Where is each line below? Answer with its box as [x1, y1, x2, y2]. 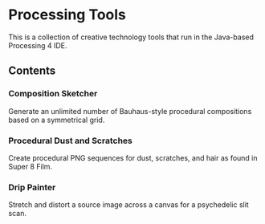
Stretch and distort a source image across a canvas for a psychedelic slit [8, 200, 249, 210]
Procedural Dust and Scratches [8, 135, 132, 146]
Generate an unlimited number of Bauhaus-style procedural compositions [8, 106, 252, 116]
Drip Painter [8, 181, 56, 193]
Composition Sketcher [8, 88, 98, 100]
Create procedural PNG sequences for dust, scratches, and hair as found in [8, 153, 259, 162]
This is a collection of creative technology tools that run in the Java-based [8, 32, 255, 42]
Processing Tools [8, 6, 127, 24]
